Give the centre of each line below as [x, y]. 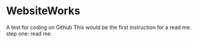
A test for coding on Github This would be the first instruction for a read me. [99, 27]
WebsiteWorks [43, 11]
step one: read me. [29, 33]
